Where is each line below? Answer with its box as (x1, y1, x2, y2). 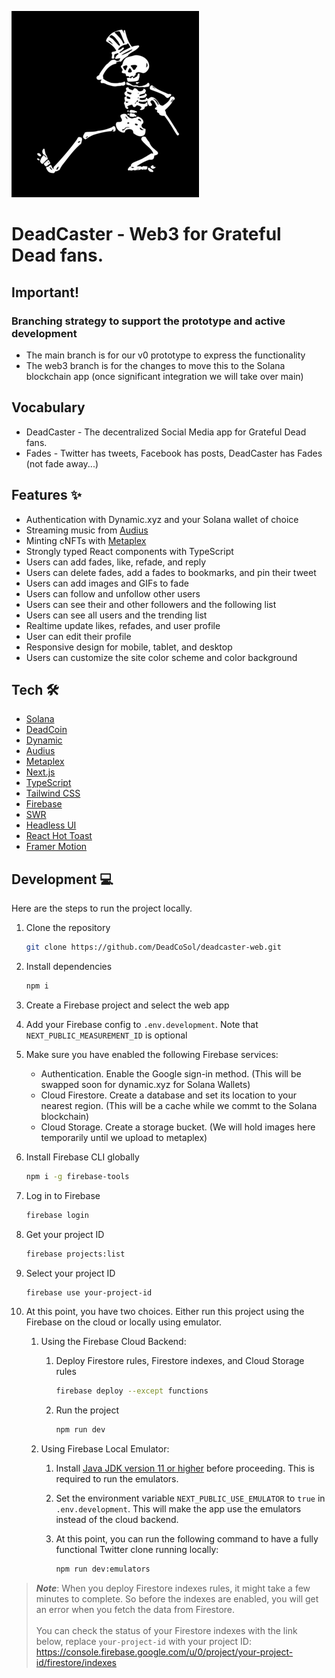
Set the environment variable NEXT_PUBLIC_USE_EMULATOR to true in (55, 1492, 326, 1505)
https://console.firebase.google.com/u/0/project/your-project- (35, 1646, 294, 1658)
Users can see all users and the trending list (25, 609, 208, 621)
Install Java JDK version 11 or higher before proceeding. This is (55, 1462, 315, 1475)
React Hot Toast (25, 830, 93, 842)
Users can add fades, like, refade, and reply (25, 556, 207, 568)
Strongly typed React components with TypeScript (25, 545, 234, 557)
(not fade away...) (25, 457, 99, 470)
